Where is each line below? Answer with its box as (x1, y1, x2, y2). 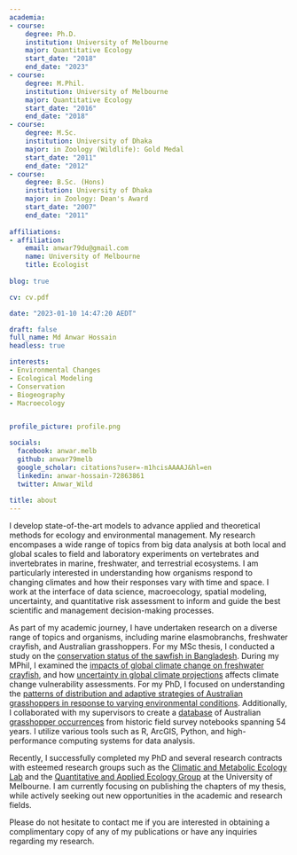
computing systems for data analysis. (59, 735, 196, 746)
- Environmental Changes (9, 365, 101, 374)
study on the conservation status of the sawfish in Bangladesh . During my (9, 651, 279, 662)
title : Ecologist (25, 261, 90, 270)
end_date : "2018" (25, 112, 90, 121)
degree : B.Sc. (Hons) (25, 178, 105, 187)
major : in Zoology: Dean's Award (25, 194, 149, 204)
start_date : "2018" (25, 54, 98, 63)
